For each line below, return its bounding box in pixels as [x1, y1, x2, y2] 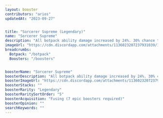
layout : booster [5, 7, 38, 12]
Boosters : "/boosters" [9, 56, 55, 61]
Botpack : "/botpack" [9, 51, 51, 56]
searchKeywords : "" [5, 105, 45, 110]
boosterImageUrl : [5, 78, 40, 83]
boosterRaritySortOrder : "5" [5, 92, 64, 97]
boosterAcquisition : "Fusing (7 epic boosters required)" [5, 96, 125, 101]
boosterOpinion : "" [5, 101, 45, 106]
